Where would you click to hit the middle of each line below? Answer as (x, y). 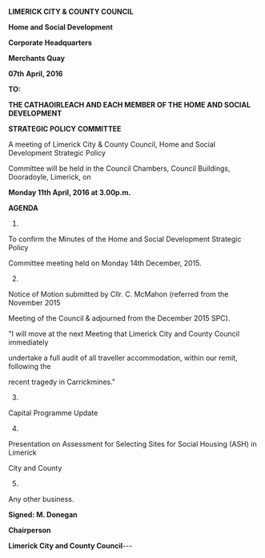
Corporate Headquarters (50, 42)
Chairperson (30, 530)
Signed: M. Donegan (43, 515)
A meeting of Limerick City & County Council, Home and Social (112, 144)
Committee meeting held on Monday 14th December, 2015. (105, 263)
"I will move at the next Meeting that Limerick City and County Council (124, 334)
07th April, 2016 (36, 74)
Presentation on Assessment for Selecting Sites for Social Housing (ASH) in (133, 444)
